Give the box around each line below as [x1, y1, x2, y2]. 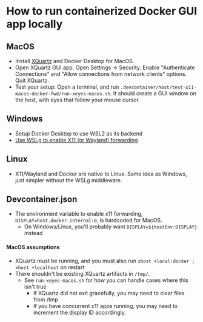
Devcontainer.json [6, 194, 78, 205]
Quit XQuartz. [15, 77, 50, 84]
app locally [6, 17, 63, 31]
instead [24, 230, 43, 237]
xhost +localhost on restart [15, 263, 85, 271]
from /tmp [33, 296, 59, 303]
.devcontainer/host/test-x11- [120, 84, 197, 91]
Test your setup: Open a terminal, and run [15, 83, 119, 91]
